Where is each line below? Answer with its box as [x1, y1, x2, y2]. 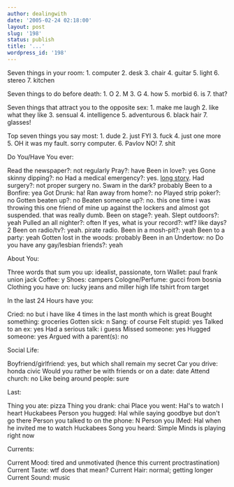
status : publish [7, 36, 54, 43]
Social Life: [7, 345, 40, 354]
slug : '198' [7, 29, 42, 37]
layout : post [7, 23, 45, 30]
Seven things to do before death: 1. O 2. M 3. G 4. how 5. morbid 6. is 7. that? [7, 89, 228, 98]
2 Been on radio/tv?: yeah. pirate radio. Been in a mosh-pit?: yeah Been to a [7, 226, 226, 234]
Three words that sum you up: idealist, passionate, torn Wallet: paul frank [7, 268, 218, 276]
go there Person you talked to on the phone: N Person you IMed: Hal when [7, 416, 221, 425]
